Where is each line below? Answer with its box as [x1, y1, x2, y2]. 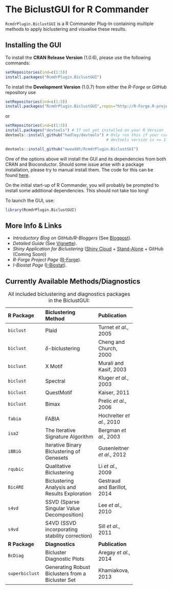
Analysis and [45, 484, 76, 491]
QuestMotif [45, 389, 73, 396]
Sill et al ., [98, 523, 120, 530]
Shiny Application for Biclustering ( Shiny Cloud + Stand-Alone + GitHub [12, 246, 164, 252]
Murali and [98, 360, 124, 367]
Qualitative [45, 463, 71, 470]
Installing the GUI [5, 41, 61, 50]
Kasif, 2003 [98, 366, 127, 373]
